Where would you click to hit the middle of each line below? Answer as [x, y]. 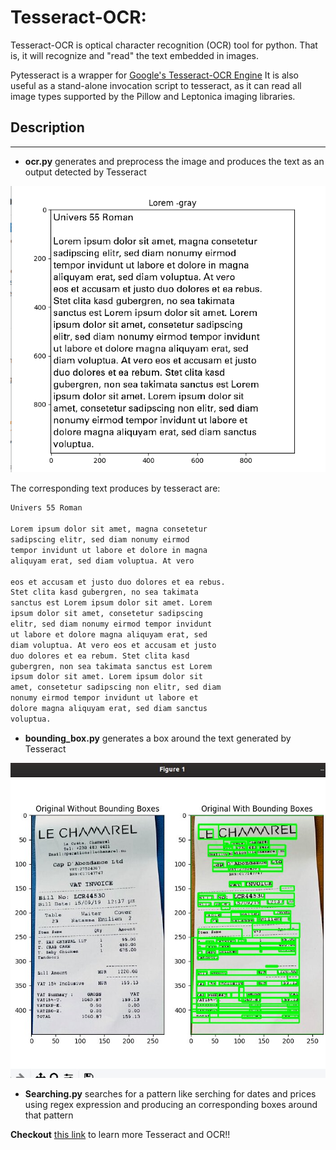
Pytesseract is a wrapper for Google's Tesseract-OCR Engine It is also [154, 75]
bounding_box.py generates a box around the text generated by [158, 738]
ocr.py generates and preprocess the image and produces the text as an [174, 161]
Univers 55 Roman [46, 508]
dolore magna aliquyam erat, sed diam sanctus [109, 709]
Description [47, 127]
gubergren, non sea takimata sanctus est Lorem [111, 666]
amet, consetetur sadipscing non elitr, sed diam [116, 687]
